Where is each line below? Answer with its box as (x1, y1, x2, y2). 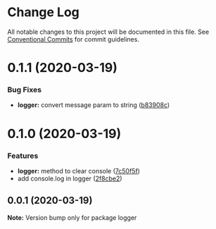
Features (7, 151, 39, 161)
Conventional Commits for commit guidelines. (7, 35, 139, 43)
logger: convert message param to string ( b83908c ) (17, 101, 170, 109)
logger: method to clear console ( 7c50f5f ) (17, 166, 141, 175)
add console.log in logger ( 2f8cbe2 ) (17, 174, 122, 182)
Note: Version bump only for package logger (7, 213, 137, 222)
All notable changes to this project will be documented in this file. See (7, 27, 210, 36)
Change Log (7, 4, 80, 20)
